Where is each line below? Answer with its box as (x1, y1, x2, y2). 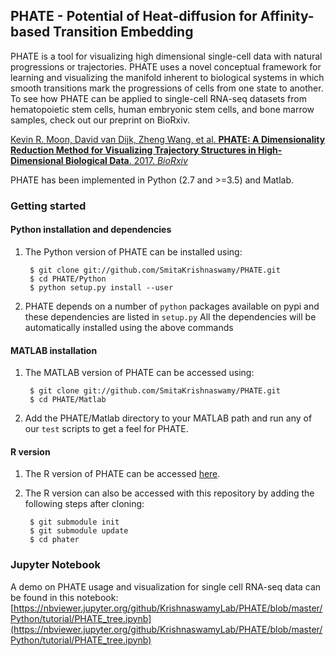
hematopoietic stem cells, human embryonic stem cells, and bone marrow (10, 103, 315, 115)
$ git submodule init (29, 517, 120, 528)
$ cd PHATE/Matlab (29, 395, 107, 405)
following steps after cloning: (24, 498, 145, 510)
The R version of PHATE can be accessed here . (24, 468, 221, 480)
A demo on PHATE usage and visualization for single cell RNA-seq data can (10, 580, 322, 593)
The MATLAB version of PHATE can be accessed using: (24, 367, 255, 379)
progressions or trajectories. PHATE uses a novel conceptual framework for (10, 60, 322, 73)
